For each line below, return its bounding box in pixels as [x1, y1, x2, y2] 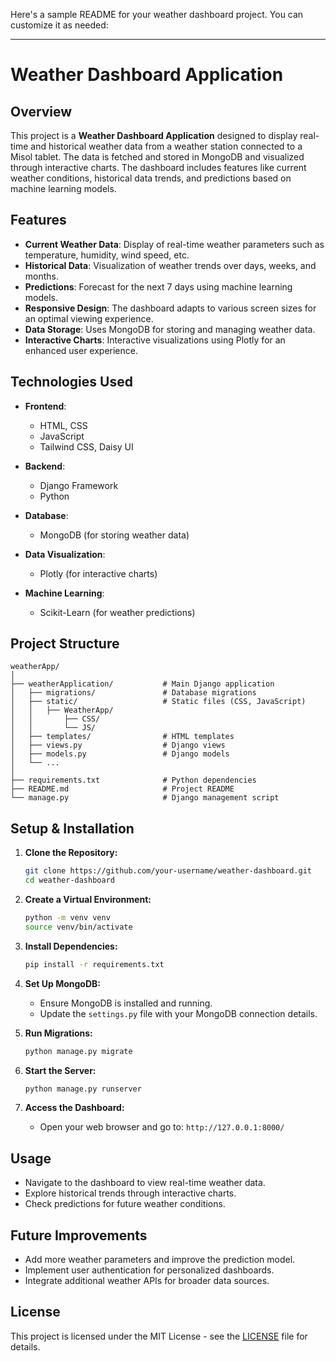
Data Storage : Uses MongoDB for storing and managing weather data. [24, 323, 316, 335]
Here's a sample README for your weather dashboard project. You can [10, 9, 304, 20]
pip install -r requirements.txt [24, 959, 165, 969]
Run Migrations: [24, 1027, 93, 1039]
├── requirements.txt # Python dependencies [10, 775, 257, 786]
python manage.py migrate [24, 1046, 133, 1056]
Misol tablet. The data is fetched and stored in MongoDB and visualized [10, 151, 305, 163]
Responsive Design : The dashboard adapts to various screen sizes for [24, 302, 317, 314]
